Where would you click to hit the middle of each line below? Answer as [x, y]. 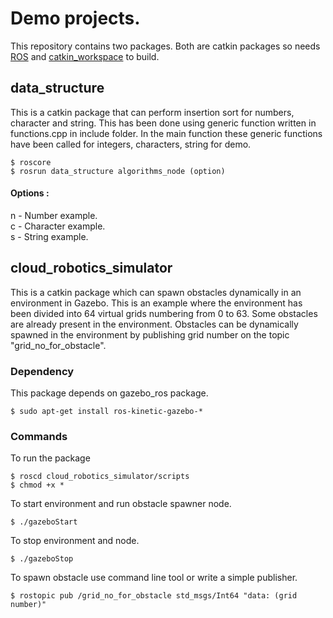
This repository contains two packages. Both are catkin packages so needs [165, 46]
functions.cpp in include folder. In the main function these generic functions [166, 133]
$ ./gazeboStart [44, 522]
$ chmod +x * [37, 485]
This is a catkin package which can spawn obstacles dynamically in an [156, 292]
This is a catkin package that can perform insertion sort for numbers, [152, 112]
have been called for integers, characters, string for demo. [131, 144]
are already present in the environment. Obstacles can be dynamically [154, 324]
